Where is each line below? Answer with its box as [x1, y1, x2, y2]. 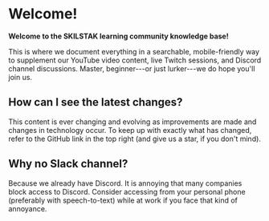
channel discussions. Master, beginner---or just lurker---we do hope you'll [8, 63, 255, 73]
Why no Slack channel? [8, 157, 128, 171]
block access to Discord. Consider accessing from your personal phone [8, 187, 247, 196]
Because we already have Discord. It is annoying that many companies [8, 178, 243, 188]
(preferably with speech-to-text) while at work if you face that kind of [8, 195, 238, 205]
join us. [8, 72, 33, 82]
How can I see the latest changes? [8, 95, 183, 109]
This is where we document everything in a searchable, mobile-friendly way [8, 46, 259, 56]
